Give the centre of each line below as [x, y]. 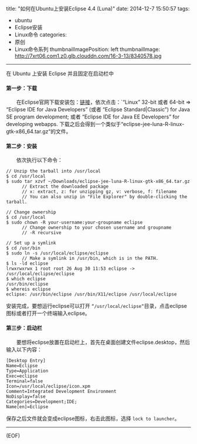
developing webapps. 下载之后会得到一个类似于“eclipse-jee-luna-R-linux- [95, 124]
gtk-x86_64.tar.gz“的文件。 [39, 131]
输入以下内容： [24, 349]
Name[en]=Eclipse [27, 406]
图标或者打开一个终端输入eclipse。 [48, 313]
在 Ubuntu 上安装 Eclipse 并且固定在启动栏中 [60, 73]
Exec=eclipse [22, 376]
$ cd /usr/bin [23, 248]
